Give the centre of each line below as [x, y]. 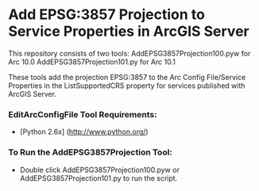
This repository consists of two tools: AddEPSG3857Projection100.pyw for [129, 53]
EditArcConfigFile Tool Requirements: [83, 114]
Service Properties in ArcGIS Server [129, 31]
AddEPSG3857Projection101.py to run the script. [99, 178]
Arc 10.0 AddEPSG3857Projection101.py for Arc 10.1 [92, 62]
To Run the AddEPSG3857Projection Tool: [91, 152]
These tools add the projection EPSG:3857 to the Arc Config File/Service [127, 77]
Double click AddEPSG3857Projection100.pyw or [100, 170]
